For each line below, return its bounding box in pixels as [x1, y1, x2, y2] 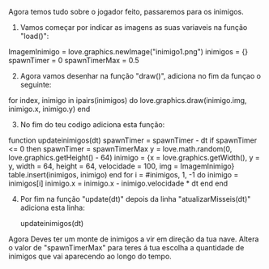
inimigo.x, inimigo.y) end [8, 105, 91, 113]
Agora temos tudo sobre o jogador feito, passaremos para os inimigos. [8, 7, 245, 16]
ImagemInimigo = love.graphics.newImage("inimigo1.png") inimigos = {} [8, 47, 249, 56]
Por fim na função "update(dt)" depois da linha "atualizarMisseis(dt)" [19, 194, 251, 203]
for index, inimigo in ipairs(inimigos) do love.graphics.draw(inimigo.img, [8, 96, 247, 105]
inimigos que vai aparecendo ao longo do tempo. [8, 251, 172, 261]
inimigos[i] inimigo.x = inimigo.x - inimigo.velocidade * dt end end [8, 178, 228, 188]
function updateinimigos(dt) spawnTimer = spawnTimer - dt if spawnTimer [8, 135, 258, 145]
